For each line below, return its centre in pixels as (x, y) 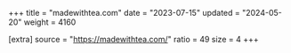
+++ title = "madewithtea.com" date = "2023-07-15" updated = (125, 13)
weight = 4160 (50, 22)
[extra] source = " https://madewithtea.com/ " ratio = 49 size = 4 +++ (133, 39)
